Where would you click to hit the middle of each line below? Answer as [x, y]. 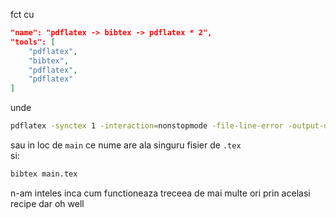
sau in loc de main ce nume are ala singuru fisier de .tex [126, 145]
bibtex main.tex [44, 174]
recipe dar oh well [47, 203]
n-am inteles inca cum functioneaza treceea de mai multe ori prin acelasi [160, 193]
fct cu [22, 14]
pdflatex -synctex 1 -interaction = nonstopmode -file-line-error [147, 126]
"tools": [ [33, 42]
